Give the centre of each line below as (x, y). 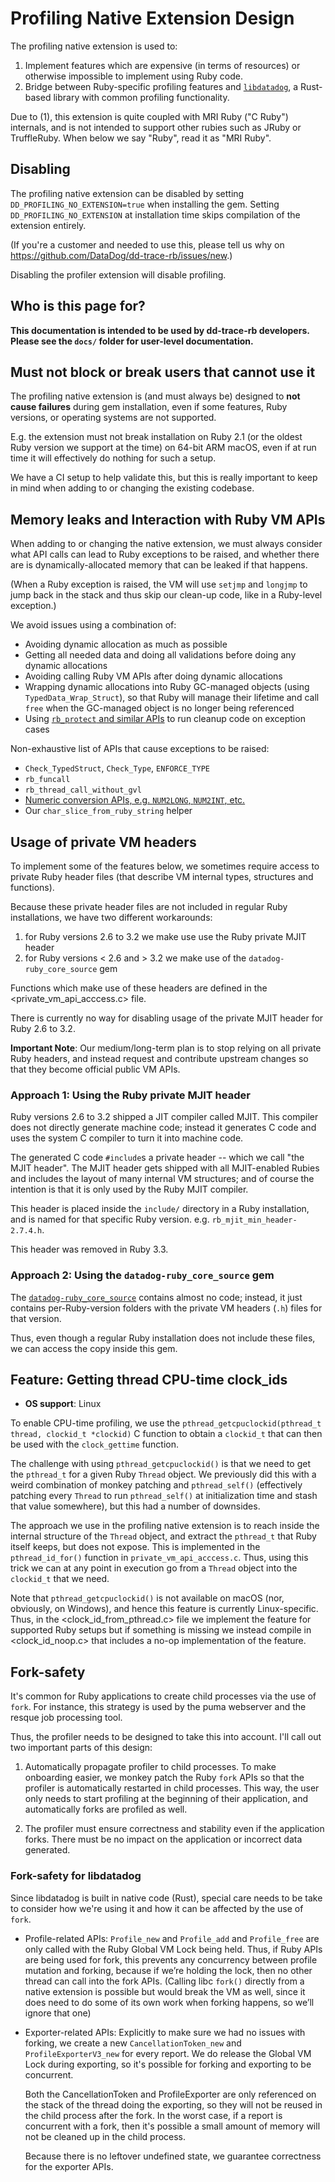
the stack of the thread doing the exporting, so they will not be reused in (173, 2104)
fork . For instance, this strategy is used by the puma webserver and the (158, 1707)
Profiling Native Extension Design (152, 18)
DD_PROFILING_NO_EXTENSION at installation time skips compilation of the (155, 214)
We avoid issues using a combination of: (93, 625)
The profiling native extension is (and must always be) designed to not (155, 396)
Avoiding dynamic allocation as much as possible (126, 644)
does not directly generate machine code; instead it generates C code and (163, 1128)
